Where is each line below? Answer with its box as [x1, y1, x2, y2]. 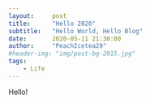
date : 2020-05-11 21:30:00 [8, 34, 122, 43]
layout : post [8, 11, 67, 20]
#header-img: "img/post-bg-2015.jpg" [8, 49, 136, 58]
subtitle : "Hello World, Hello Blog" [8, 27, 144, 35]
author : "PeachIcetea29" [8, 42, 107, 50]
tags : [8, 58, 27, 66]
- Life [23, 65, 45, 73]
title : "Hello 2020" [8, 19, 96, 28]
